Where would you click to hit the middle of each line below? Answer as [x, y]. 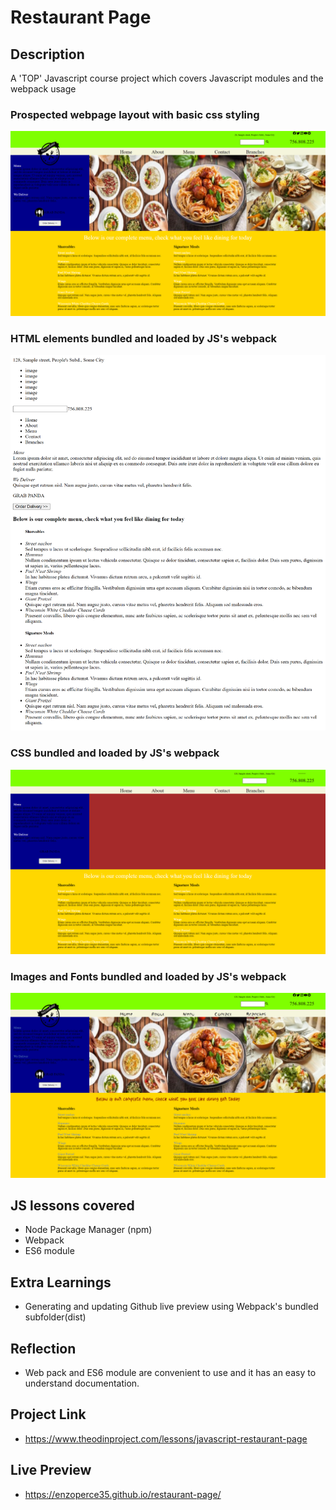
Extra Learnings [61, 1282]
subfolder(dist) [55, 1317]
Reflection [43, 1348]
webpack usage [43, 89]
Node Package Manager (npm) [88, 1230]
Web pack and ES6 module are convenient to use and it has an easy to [170, 1373]
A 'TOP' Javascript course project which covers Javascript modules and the [167, 78]
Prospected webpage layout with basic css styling [135, 114]
